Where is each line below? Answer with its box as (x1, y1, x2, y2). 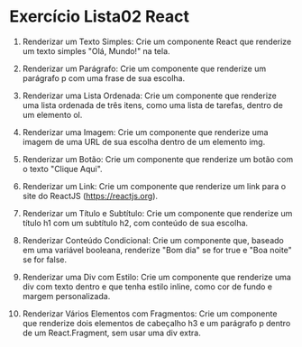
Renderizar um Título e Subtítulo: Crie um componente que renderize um (22, 207, 293, 218)
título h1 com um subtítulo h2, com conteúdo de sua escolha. (22, 217, 249, 228)
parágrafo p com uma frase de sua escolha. (22, 72, 186, 83)
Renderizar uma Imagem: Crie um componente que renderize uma (22, 126, 269, 137)
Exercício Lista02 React (9, 6, 189, 27)
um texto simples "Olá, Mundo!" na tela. (22, 45, 170, 56)
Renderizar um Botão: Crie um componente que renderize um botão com (22, 153, 294, 164)
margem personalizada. (22, 290, 111, 301)
